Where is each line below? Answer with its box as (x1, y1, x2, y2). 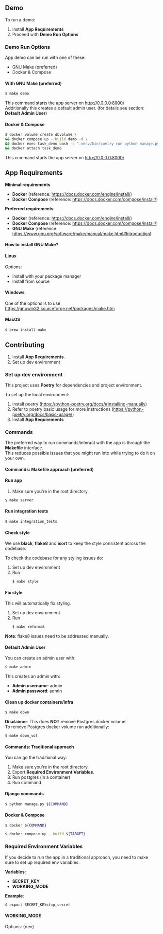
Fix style (5, 589, 23, 595)
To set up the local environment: (5, 391, 69, 397)
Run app (5, 477, 22, 483)
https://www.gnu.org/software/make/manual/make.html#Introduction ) (12, 231, 152, 237)
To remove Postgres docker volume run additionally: (5, 724, 109, 730)
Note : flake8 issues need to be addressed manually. (5, 633, 109, 639)
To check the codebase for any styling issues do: (5, 555, 103, 561)
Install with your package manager (12, 273, 81, 279)
